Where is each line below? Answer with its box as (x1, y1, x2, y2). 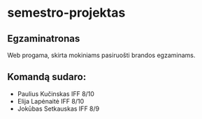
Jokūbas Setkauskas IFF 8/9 (17, 104, 100, 113)
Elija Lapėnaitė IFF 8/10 (17, 97, 85, 105)
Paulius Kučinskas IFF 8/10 (17, 89, 94, 98)
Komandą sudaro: (7, 71, 87, 83)
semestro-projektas (7, 5, 126, 21)
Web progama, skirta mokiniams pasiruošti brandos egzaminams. (7, 51, 196, 59)
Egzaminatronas (7, 33, 80, 45)
